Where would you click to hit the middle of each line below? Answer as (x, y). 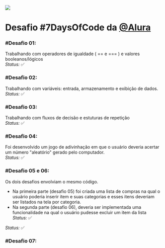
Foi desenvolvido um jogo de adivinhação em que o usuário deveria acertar (82, 147)
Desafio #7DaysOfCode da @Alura (78, 28)
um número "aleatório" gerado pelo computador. (55, 152)
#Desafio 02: (21, 78)
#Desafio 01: (21, 43)
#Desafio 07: (21, 241)
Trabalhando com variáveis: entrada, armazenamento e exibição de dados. (82, 88)
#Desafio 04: (21, 136)
